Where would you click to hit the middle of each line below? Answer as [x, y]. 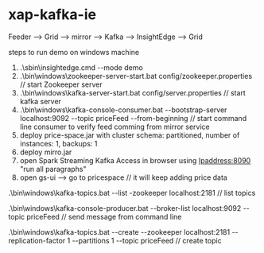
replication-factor [37, 240]
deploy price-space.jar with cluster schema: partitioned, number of [130, 135]
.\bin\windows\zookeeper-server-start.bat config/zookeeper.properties [136, 76]
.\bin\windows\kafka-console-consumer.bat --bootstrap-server [123, 110]
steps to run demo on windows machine [74, 52]
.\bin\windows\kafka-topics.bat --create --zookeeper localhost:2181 [119, 232]
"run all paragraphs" [53, 169]
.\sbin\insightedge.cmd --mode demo [81, 67]
